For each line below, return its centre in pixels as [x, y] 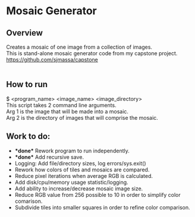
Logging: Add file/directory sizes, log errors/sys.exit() [80, 163]
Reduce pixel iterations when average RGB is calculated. [84, 175]
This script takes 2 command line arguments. [62, 105]
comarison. [29, 201]
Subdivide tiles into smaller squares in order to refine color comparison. [102, 207]
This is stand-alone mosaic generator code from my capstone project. [92, 53]
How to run [27, 84]
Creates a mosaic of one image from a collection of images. [79, 47]
